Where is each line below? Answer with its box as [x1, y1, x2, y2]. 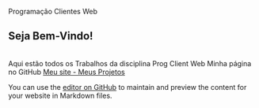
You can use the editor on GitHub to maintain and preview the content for [8, 82, 247, 91]
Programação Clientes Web [8, 7, 97, 16]
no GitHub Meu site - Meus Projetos [8, 67, 125, 76]
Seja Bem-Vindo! [8, 29, 93, 43]
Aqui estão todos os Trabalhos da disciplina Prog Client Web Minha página [8, 58, 252, 68]
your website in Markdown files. [8, 91, 112, 100]
